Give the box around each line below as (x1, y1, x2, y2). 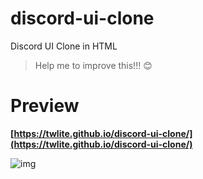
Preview (10, 95, 80, 117)
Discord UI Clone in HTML (10, 40, 118, 52)
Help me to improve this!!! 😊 (34, 59, 153, 71)
